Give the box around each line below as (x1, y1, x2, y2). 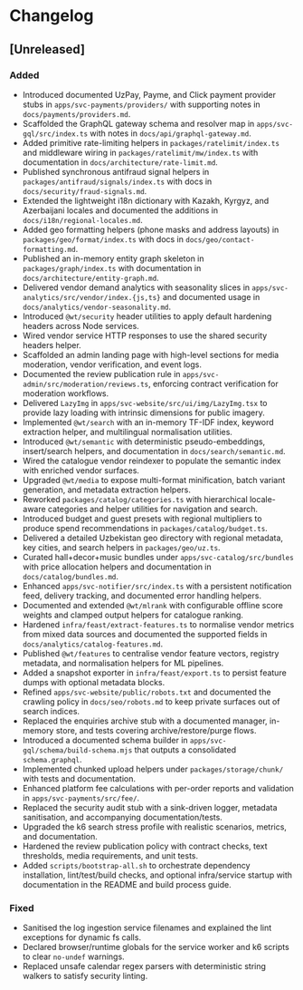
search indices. (22, 705, 80, 716)
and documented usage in (162, 291, 260, 302)
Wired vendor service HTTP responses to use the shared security (22, 330, 268, 341)
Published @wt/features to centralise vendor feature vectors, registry (22, 647, 279, 658)
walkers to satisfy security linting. (22, 971, 148, 982)
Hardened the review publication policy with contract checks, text (22, 840, 269, 851)
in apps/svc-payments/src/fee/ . (22, 792, 140, 803)
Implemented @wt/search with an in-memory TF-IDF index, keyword (22, 416, 274, 427)
